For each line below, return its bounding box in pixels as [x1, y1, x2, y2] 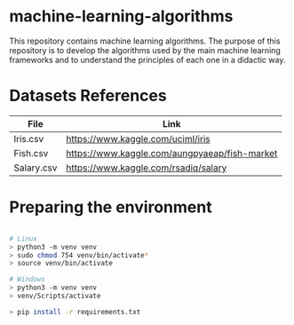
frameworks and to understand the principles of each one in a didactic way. [9, 54, 286, 65]
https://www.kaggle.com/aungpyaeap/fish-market [66, 147, 278, 159]
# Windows [9, 275, 46, 284]
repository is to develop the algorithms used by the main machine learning [9, 44, 282, 55]
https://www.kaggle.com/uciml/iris [66, 132, 211, 145]
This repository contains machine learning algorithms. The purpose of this [9, 36, 281, 46]
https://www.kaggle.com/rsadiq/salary [66, 162, 227, 174]
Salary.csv [13, 162, 58, 174]
